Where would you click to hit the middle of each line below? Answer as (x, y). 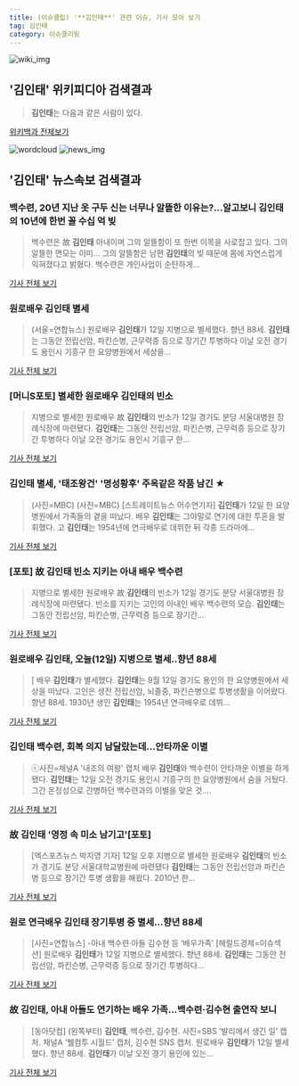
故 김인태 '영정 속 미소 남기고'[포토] (80, 835)
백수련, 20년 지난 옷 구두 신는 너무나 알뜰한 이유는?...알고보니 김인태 (147, 208)
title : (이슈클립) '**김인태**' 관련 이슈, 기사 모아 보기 (105, 17)
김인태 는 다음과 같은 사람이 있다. (87, 113)
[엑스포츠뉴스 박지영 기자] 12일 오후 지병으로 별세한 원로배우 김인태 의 (151, 855)
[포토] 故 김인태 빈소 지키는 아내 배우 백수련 (96, 572)
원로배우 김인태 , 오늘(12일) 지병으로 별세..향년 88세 (113, 659)
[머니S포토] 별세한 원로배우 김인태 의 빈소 (91, 396)
